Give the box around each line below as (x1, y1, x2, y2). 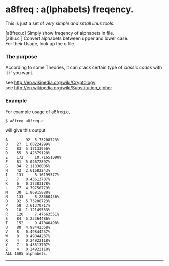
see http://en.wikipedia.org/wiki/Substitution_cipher (5, 85, 112, 91)
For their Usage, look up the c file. (5, 40, 75, 46)
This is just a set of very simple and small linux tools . (5, 20, 115, 26)
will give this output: (5, 127, 47, 134)
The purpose (5, 53, 38, 60)
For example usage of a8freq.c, (5, 109, 70, 115)
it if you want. (5, 70, 34, 76)
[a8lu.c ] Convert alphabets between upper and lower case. (5, 35, 129, 41)
